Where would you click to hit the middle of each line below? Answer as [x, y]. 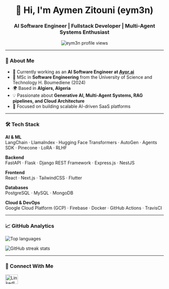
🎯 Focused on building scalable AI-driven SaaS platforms [71, 106]
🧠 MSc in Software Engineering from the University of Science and [82, 77]
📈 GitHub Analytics [30, 226]
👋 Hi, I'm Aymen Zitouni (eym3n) [84, 10]
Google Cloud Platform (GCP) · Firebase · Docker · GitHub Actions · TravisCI [84, 208]
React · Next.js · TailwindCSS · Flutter [44, 178]
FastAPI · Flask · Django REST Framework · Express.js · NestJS [70, 163]
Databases [17, 188]
